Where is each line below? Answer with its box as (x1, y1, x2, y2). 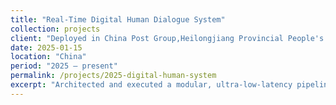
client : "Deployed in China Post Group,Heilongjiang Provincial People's (10, 33, 325, 43)
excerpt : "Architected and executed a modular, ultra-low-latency (10, 80, 293, 90)
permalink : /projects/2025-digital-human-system (10, 71, 217, 81)
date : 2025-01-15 (10, 42, 83, 53)
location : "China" (10, 52, 87, 62)
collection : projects (10, 24, 101, 34)
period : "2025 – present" (10, 61, 118, 71)
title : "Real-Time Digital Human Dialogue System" (10, 14, 226, 25)
